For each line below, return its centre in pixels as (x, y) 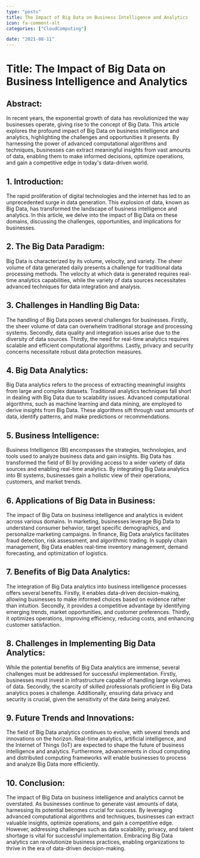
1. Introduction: (35, 181)
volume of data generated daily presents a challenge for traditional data (94, 267)
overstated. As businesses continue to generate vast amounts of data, (93, 804)
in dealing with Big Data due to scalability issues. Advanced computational (98, 398)
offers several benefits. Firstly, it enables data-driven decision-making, (93, 593)
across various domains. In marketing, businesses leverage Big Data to (93, 521)
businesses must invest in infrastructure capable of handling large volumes (99, 680)
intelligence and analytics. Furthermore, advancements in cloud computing (98, 751)
